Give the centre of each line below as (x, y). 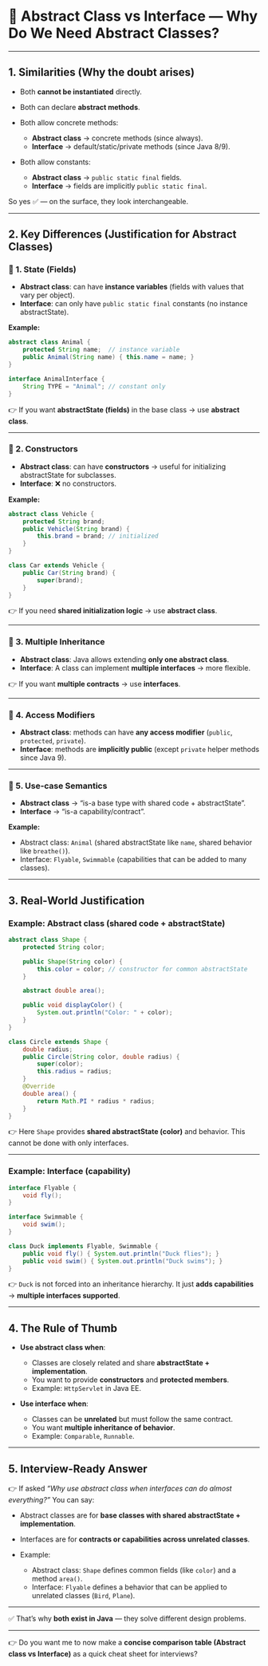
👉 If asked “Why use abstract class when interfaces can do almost (120, 1489)
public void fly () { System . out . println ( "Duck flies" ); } (121, 1254)
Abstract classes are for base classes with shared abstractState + (130, 1515)
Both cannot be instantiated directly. (81, 92)
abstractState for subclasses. (68, 475)
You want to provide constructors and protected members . (130, 1380)
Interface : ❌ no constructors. (68, 483)
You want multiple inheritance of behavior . (103, 1428)
